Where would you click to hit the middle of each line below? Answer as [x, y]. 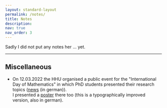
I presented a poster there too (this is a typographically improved [79, 95]
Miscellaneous [28, 67]
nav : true [15, 28]
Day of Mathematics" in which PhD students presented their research [83, 84]
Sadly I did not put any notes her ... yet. [45, 47]
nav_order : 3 [19, 33]
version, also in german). [38, 100]
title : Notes [19, 19]
